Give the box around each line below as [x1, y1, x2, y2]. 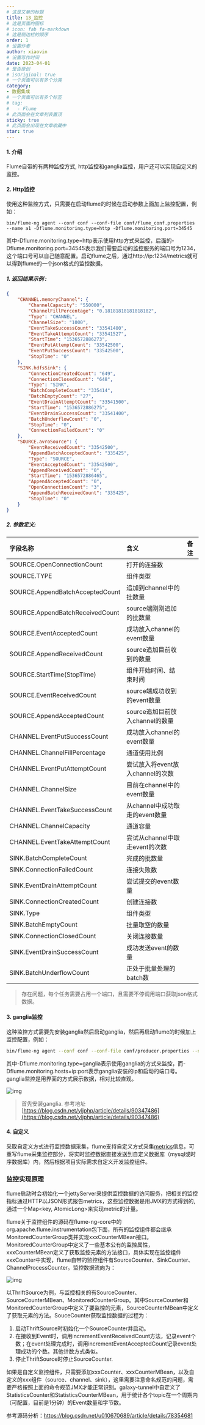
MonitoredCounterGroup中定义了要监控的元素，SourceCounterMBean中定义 [6, 1304, 199, 1312]
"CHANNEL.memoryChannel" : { [17, 297, 88, 303]
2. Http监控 [6, 185, 35, 193]
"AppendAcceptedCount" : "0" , [28, 478, 103, 485]
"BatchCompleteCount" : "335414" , [28, 388, 113, 394]
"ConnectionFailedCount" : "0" [28, 427, 105, 434]
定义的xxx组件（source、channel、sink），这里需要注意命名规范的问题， [6, 1376, 189, 1383]
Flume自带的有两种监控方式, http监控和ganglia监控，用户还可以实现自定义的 [6, 163, 198, 170]
